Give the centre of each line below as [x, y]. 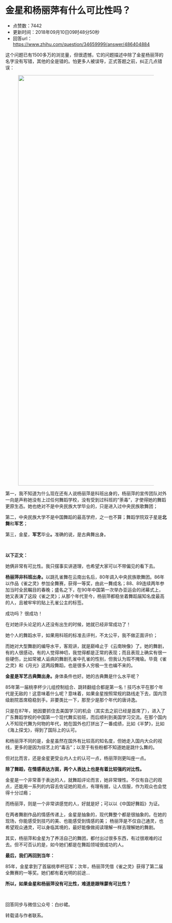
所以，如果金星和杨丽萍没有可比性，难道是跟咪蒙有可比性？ [68, 884]
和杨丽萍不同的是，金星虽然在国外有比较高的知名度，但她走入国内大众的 [81, 741]
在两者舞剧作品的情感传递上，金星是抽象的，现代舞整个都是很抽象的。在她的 [86, 814]
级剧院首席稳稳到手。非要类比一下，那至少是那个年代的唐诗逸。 [72, 700]
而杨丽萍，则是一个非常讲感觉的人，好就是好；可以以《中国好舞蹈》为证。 [84, 803]
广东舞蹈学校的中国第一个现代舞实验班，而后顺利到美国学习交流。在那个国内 [86, 717]
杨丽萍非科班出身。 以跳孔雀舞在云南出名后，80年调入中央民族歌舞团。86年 [85, 577]
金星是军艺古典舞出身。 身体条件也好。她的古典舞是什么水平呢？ [72, 676]
